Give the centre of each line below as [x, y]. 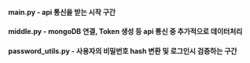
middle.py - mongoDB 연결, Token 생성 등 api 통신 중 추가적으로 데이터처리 [125, 31]
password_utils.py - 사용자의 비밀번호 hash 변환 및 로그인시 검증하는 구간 [123, 50]
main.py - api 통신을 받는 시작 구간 [62, 12]
